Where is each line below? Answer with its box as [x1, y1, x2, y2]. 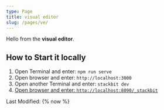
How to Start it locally [6, 52, 86, 62]
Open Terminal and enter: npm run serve [14, 68, 112, 75]
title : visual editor [6, 14, 59, 20]
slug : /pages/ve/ [6, 19, 49, 25]
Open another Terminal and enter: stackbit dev [14, 80, 129, 88]
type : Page [6, 8, 33, 15]
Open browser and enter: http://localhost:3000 [14, 74, 132, 81]
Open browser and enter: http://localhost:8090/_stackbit [14, 87, 158, 94]
